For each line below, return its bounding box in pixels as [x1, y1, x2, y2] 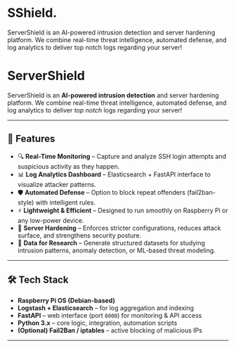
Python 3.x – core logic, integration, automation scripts [17, 318, 178, 327]
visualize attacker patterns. [17, 180, 96, 188]
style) [17, 198, 34, 207]
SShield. [7, 5, 58, 21]
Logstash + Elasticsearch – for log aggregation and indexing [17, 304, 195, 312]
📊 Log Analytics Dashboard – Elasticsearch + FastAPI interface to [17, 170, 211, 179]
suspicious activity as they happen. [17, 162, 120, 170]
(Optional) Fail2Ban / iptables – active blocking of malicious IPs [17, 326, 202, 335]
